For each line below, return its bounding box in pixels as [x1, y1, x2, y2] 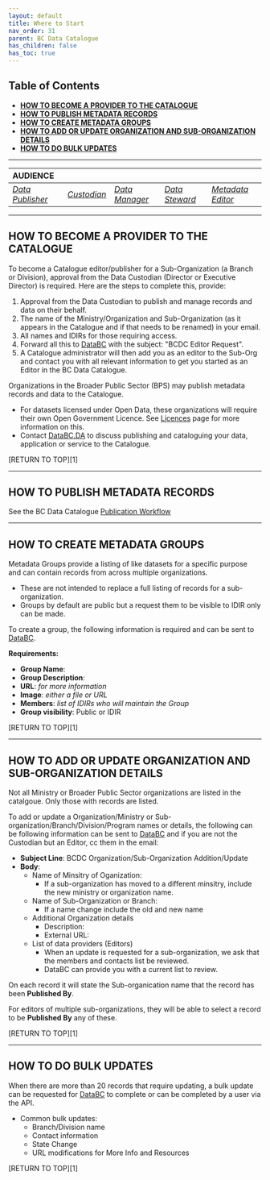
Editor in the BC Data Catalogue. [19, 364, 127, 375]
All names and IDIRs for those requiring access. [19, 330, 178, 340]
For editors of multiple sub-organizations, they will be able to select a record [8, 1004, 261, 1014]
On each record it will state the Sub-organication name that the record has [8, 980, 255, 990]
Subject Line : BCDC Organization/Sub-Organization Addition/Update [19, 854, 249, 863]
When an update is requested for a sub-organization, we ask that [43, 948, 260, 958]
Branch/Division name [31, 1122, 106, 1132]
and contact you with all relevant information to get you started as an [19, 356, 248, 366]
